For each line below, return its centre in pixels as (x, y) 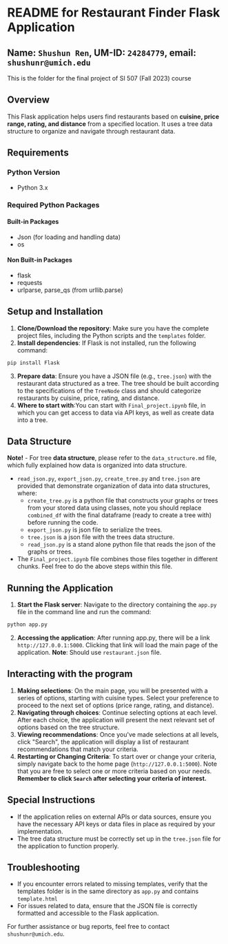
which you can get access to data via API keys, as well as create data (116, 412)
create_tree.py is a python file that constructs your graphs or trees (123, 501)
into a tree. (32, 420)
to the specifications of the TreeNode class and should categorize (109, 390)
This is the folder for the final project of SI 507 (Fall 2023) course (99, 78)
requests (30, 282)
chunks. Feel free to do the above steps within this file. (95, 567)
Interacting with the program (70, 674)
